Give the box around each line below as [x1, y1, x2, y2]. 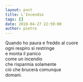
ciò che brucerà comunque [5, 66, 61, 73]
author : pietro [5, 26, 37, 31]
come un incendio [5, 56, 43, 62]
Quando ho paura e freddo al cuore [5, 40, 78, 46]
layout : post [5, 7, 33, 13]
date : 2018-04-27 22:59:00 [5, 21, 62, 27]
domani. [5, 72, 22, 78]
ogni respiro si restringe [5, 45, 55, 51]
